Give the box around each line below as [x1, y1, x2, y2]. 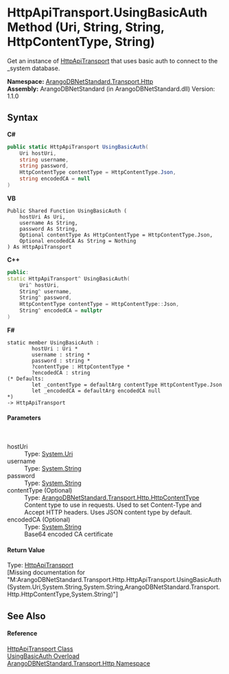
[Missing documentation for [7, 568, 86, 576]
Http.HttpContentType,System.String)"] [7, 590, 119, 598]
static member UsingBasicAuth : [7, 339, 99, 346]
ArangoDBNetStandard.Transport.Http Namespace [7, 659, 151, 667]
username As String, [19, 219, 78, 226]
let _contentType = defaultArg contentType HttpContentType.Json [32, 381, 223, 388]
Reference [7, 629, 38, 638]
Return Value [7, 546, 45, 554]
